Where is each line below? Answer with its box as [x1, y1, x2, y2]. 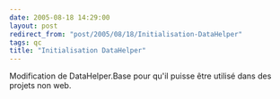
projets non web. [9, 80, 72, 91]
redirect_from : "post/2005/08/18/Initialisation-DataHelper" [9, 29, 243, 38]
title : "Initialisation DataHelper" [9, 46, 146, 55]
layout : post [9, 21, 58, 30]
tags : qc [9, 37, 42, 47]
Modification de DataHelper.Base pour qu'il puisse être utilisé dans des [9, 70, 272, 81]
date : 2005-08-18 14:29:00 [9, 12, 110, 22]
